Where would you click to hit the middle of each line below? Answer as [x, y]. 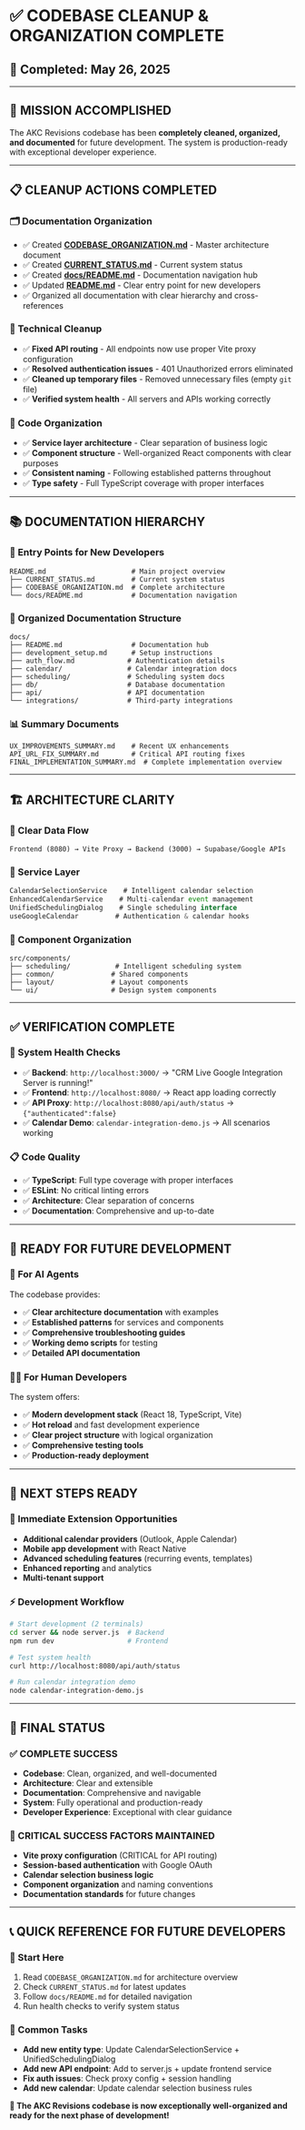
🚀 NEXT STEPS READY [74, 1493]
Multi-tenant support [63, 1577]
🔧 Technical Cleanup [56, 329]
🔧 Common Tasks [49, 2029]
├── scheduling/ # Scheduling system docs [117, 677]
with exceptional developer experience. [83, 152]
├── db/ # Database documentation [117, 685]
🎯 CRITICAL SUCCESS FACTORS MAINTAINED [112, 1835]
